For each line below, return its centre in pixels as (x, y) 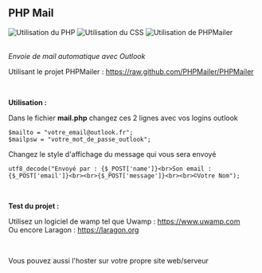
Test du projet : (34, 205)
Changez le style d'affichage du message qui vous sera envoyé (112, 154)
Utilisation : (27, 102)
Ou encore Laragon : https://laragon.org (74, 229)
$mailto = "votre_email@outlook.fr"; (71, 132)
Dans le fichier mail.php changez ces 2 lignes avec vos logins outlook (123, 118)
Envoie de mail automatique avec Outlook (77, 56)
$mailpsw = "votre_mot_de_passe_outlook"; (80, 139)
